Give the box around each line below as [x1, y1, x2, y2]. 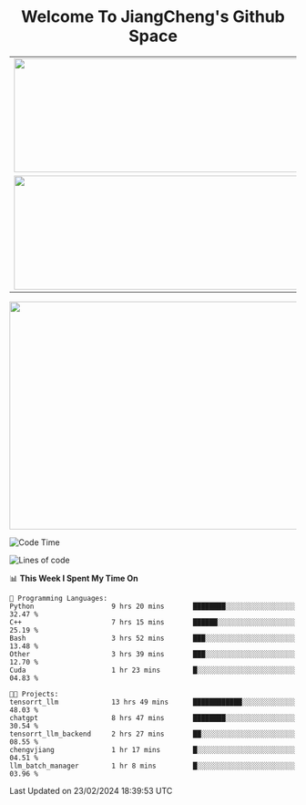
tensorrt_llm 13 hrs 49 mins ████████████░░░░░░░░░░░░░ [9, 697, 296, 707]
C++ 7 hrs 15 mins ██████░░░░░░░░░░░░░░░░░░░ [9, 617, 296, 626]
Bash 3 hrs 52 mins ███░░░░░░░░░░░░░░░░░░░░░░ [9, 634, 296, 643]
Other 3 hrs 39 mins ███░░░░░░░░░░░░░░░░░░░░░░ [9, 649, 296, 658]
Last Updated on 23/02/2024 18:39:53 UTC [9, 785, 173, 796]
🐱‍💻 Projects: [9, 689, 59, 698]
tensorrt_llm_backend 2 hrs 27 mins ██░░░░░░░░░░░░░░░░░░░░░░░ [9, 729, 296, 738]
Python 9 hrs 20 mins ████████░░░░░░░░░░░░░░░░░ [9, 602, 296, 611]
